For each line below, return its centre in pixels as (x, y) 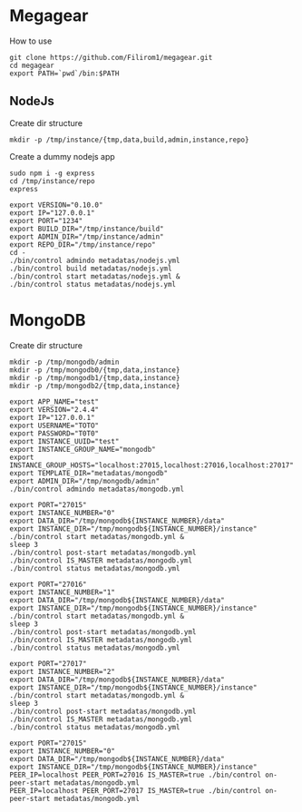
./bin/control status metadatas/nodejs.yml (93, 284)
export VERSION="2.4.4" (54, 409)
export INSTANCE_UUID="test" (64, 441)
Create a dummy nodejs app (62, 156)
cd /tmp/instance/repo (52, 181)
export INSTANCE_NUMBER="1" (63, 592)
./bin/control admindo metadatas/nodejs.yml (95, 260)
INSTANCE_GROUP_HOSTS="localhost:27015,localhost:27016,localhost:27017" (152, 465)
